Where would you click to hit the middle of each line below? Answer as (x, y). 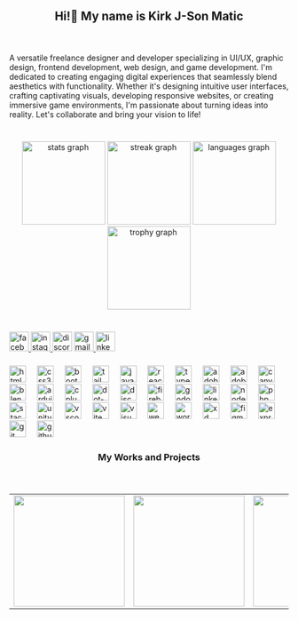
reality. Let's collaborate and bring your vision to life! (105, 115)
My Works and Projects (149, 457)
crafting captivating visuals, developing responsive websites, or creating (141, 96)
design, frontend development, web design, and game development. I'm (141, 67)
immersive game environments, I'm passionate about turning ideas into (139, 105)
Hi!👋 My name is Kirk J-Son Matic (149, 16)
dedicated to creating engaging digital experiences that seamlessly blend (143, 77)
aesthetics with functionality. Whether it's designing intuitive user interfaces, (149, 86)
